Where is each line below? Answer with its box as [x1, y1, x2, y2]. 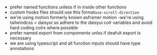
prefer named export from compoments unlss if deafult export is [9, 30, 141, 36]
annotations [9, 46, 35, 51]
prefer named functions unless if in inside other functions [9, 4, 127, 10]
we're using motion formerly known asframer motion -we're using [9, 15, 144, 20]
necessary [9, 35, 32, 41]
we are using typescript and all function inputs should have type [9, 40, 141, 46]
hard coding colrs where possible [9, 25, 78, 31]
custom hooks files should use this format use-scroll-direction [9, 9, 140, 15]
